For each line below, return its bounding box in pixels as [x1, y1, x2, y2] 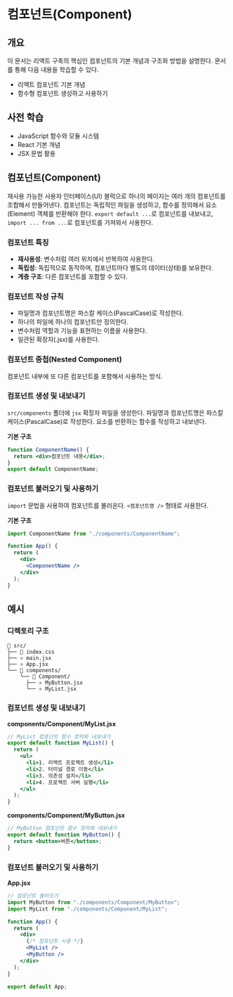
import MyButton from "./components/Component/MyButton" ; [7, 899, 180, 906]
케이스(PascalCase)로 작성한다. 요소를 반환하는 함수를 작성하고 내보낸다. [7, 417, 207, 425]
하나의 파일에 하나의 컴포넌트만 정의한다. [17, 318, 128, 326]
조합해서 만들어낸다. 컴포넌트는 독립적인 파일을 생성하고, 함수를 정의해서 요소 [7, 200, 218, 209]
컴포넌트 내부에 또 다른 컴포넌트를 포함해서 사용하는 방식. [7, 372, 163, 380]
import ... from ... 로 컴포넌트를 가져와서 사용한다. [7, 218, 154, 226]
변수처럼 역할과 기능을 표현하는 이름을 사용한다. [17, 326, 147, 335]
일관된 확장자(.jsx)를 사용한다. [17, 335, 100, 344]
